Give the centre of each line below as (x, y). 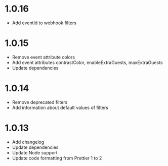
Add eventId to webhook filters (44, 23)
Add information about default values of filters (60, 107)
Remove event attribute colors (44, 57)
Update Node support (35, 152)
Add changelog (28, 142)
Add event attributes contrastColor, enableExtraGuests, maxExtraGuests (87, 62)
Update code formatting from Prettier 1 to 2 (57, 158)
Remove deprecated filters (40, 102)
